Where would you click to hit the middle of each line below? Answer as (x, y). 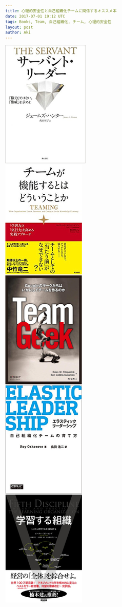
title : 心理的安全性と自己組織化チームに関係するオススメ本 (61, 11)
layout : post (19, 27)
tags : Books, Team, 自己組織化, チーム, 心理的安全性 (58, 22)
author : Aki (18, 33)
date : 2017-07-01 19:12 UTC (35, 16)
